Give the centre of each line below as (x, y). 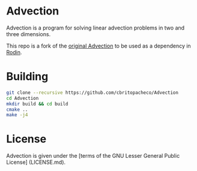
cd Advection (23, 98)
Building (27, 77)
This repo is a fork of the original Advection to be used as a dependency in (98, 46)
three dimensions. (29, 34)
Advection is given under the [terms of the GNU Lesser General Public (93, 156)
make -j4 (17, 115)
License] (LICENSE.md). (36, 162)
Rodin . (14, 52)
